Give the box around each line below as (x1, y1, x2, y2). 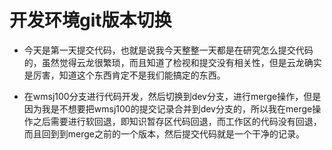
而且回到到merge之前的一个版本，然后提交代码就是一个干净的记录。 (23, 127, 306, 140)
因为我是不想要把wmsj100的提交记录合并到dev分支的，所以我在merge (23, 102, 313, 115)
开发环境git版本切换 (9, 9, 172, 32)
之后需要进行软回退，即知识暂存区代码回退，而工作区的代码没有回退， (32, 115, 322, 127)
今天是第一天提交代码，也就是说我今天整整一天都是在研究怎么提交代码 (23, 44, 314, 56)
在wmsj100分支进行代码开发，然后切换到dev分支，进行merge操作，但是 (23, 90, 322, 102)
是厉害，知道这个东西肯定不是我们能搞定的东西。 (23, 69, 226, 81)
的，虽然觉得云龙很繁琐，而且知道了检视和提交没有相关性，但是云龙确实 (23, 56, 322, 68)
